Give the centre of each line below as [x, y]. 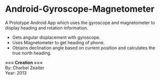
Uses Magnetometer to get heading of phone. [58, 42]
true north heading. [32, 53]
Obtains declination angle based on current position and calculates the [84, 48]
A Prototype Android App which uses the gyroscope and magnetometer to [80, 23]
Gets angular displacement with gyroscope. [56, 37]
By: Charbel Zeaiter [25, 68]
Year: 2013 [16, 73]
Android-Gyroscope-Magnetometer [80, 9]
